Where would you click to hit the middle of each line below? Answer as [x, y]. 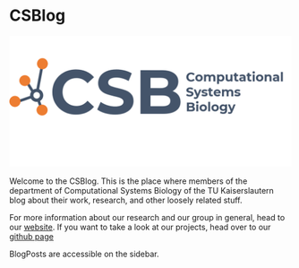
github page [31, 237]
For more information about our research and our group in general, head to [147, 218]
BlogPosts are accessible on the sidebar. [84, 254]
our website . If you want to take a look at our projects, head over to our [140, 227]
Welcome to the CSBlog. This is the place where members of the [128, 181]
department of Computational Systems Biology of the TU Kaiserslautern [142, 191]
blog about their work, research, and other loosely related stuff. [126, 200]
